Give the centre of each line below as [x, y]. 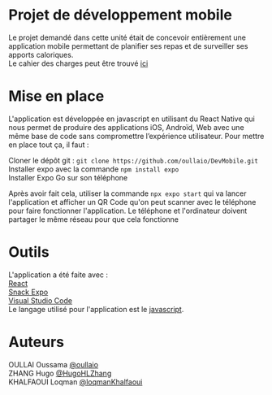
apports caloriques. [41, 54]
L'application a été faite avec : [58, 275]
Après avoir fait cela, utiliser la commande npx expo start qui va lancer [127, 193]
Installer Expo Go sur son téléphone [68, 177]
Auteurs [37, 342]
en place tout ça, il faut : [49, 145]
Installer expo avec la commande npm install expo [94, 169]
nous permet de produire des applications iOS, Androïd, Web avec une [127, 127]
